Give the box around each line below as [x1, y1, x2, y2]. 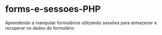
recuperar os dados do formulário [5, 25, 75, 31]
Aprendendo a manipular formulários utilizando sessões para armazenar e [5, 20, 157, 26]
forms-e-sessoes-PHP [5, 3, 101, 15]
